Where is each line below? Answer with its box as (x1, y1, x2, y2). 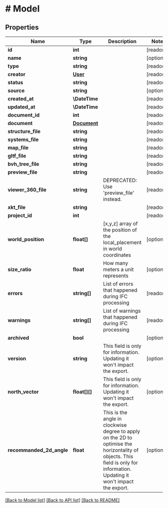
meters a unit (103, 266, 134, 273)
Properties (5, 23, 39, 32)
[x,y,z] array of (103, 220, 138, 227)
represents (103, 272, 128, 279)
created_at (7, 95, 34, 102)
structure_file (7, 128, 41, 135)
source (7, 87, 25, 94)
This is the (103, 409, 127, 416)
